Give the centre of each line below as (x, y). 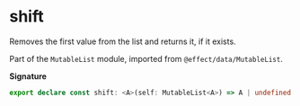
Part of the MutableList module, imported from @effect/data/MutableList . (146, 58)
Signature (28, 76)
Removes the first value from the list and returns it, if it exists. (123, 41)
